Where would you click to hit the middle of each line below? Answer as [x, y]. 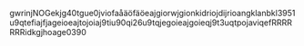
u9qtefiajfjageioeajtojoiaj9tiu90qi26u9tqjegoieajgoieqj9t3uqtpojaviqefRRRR [151, 23]
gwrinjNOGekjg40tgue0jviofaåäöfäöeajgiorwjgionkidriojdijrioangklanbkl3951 [152, 13]
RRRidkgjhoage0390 [48, 32]
